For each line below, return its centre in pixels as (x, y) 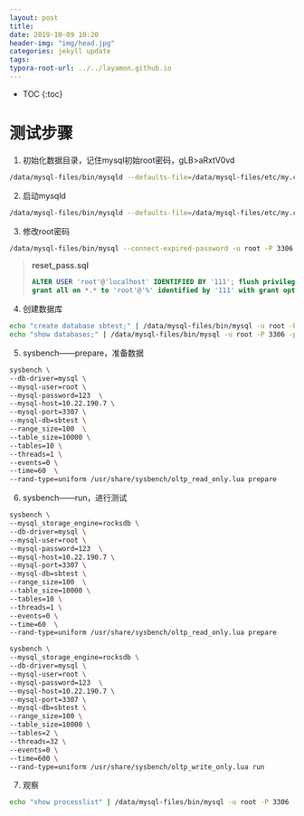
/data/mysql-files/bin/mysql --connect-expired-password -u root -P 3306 (152, 248)
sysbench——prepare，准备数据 (83, 353)
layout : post (34, 18)
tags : (19, 60)
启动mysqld (44, 195)
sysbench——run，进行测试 (75, 498)
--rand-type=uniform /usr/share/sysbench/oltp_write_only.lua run (137, 767)
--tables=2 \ (34, 734)
